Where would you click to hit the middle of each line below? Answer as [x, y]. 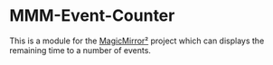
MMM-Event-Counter [92, 16]
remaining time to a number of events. [80, 50]
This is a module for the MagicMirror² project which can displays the [137, 41]
